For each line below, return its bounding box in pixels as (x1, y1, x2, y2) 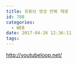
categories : (6, 19, 35, 25)
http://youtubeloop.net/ (6, 52, 62, 58)
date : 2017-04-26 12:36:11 (6, 30, 72, 36)
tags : (6, 35, 19, 41)
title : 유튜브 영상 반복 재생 (6, 8, 69, 15)
